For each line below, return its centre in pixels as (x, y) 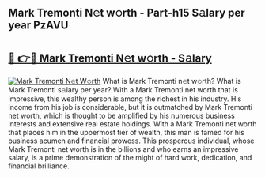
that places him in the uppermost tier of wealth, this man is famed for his (127, 132)
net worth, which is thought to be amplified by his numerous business (121, 115)
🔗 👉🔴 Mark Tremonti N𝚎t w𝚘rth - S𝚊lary (110, 58)
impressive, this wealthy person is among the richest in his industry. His (125, 99)
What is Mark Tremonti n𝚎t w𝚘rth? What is (172, 81)
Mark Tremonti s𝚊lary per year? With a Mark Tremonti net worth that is (123, 90)
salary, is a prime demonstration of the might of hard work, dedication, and (130, 158)
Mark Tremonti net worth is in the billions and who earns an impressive (123, 149)
